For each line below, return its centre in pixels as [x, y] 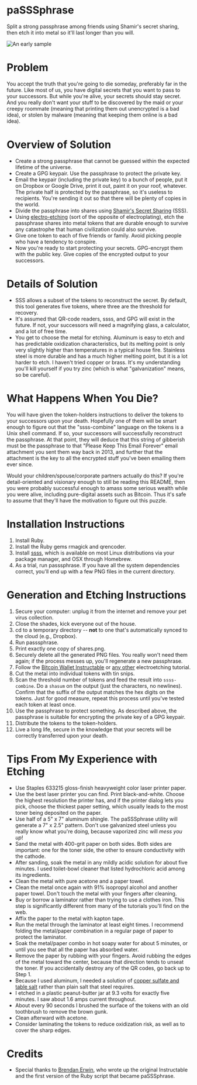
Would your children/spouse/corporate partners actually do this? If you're [95, 476]
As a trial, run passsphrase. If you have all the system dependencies [97, 565]
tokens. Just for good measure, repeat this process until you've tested [100, 698]
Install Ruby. [30, 540]
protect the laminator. [41, 937]
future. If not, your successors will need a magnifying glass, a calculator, [103, 325]
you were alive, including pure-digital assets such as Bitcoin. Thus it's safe [96, 494]
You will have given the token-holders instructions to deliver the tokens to [95, 414]
